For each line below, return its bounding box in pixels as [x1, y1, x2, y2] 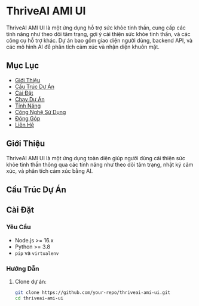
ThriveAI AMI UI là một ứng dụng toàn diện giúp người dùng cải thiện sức [6, 154, 185, 161]
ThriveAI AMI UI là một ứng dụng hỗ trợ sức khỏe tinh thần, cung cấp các [6, 24, 186, 31]
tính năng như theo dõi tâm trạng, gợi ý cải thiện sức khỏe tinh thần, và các [6, 30, 191, 37]
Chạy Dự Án [14, 95, 45, 103]
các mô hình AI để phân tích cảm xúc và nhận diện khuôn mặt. [6, 43, 160, 50]
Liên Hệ [14, 121, 35, 128]
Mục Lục [6, 61, 39, 71]
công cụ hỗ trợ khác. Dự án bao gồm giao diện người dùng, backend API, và [6, 37, 193, 44]
